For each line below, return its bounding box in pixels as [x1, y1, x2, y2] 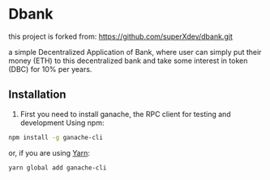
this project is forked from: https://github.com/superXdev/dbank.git [8, 31, 233, 41]
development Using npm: [19, 118, 105, 128]
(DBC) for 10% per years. [8, 64, 92, 73]
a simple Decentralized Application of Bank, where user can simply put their [8, 47, 262, 57]
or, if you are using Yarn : [8, 148, 91, 157]
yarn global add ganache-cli [8, 163, 107, 172]
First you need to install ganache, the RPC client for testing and [19, 109, 231, 119]
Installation [8, 88, 66, 102]
